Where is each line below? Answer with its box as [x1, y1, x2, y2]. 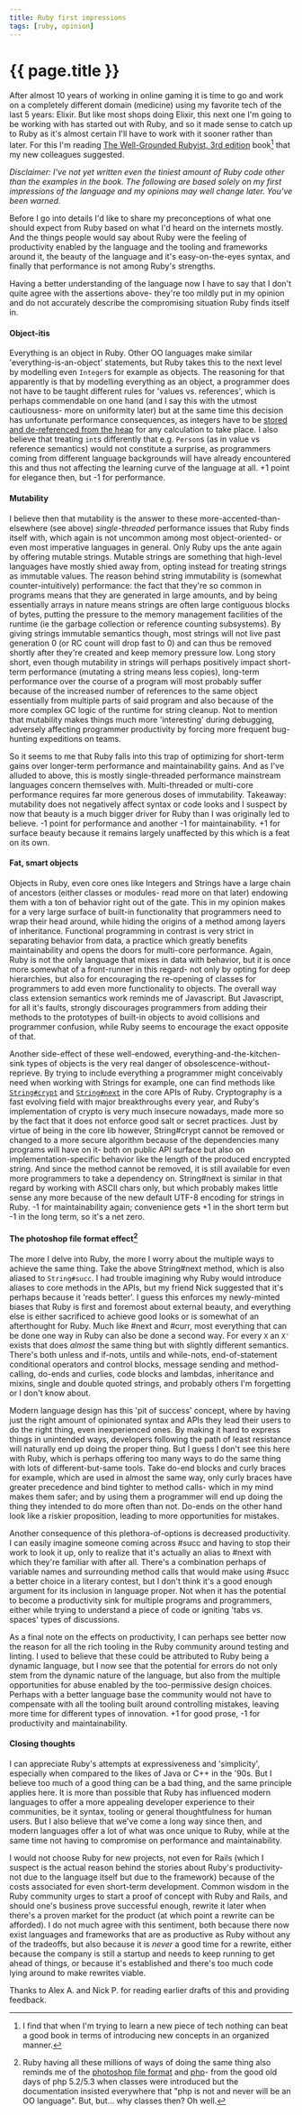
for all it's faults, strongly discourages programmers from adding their [9, 1002, 268, 1012]
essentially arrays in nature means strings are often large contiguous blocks [9, 599, 290, 609]
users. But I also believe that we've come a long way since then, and [9, 1816, 262, 1827]
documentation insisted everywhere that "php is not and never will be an [22, 2085, 291, 2096]
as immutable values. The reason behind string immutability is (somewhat [9, 570, 282, 581]
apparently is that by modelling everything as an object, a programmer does [9, 376, 290, 388]
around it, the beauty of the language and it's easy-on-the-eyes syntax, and [9, 252, 290, 262]
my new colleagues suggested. [9, 150, 125, 160]
